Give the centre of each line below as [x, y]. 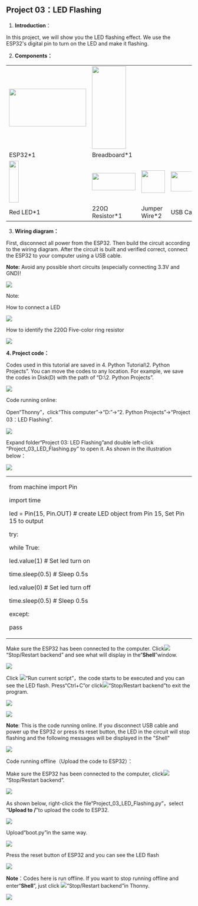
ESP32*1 [22, 155]
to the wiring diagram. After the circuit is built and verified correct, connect [97, 249]
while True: [24, 547]
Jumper [152, 208]
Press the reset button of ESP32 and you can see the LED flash [82, 855]
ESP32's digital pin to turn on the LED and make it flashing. [77, 43]
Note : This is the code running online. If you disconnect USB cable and [92, 725]
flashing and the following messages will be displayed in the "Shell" [88, 738]
